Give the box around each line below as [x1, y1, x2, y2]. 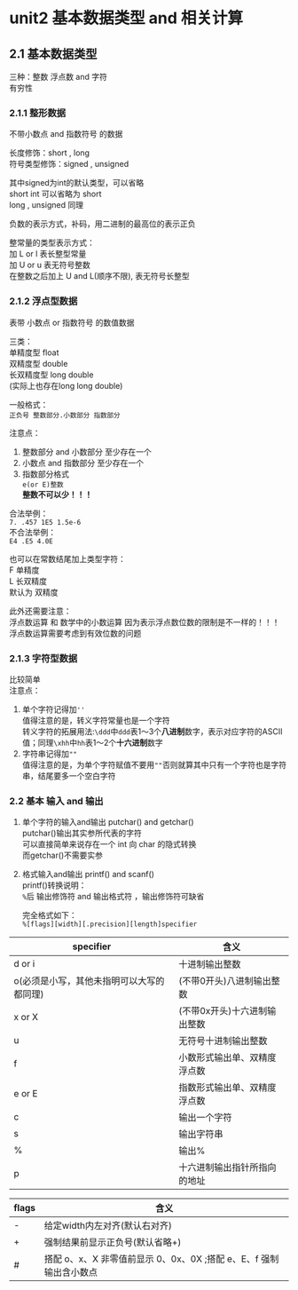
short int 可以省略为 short [9, 188, 102, 200]
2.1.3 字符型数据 [9, 652, 78, 664]
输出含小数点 [43, 1266, 98, 1278]
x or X [13, 1011, 38, 1024]
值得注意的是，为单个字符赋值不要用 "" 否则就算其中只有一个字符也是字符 [21, 759, 287, 770]
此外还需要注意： [9, 605, 72, 616]
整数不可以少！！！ [21, 489, 93, 500]
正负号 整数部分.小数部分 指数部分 [9, 410, 121, 420]
